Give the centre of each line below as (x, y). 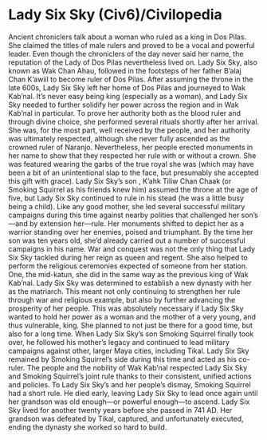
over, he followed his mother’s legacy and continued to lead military (119, 342)
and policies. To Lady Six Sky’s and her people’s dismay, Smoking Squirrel (130, 384)
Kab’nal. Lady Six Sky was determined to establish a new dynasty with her (130, 283)
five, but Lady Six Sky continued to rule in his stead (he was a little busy (126, 198)
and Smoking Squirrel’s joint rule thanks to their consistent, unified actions (130, 376)
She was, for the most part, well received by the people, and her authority (130, 130)
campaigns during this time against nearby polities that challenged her (124, 215)
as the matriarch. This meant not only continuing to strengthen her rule (124, 291)
